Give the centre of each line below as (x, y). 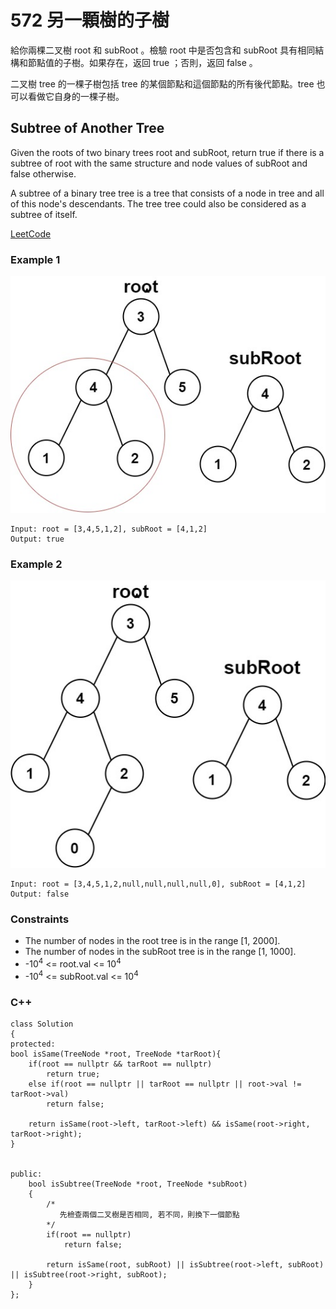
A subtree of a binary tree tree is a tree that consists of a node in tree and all (167, 193)
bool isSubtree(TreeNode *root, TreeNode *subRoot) (138, 1184)
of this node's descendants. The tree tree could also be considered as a (158, 203)
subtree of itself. (44, 214)
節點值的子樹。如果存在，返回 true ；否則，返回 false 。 (142, 62)
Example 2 (36, 564)
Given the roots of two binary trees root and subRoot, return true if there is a (167, 152)
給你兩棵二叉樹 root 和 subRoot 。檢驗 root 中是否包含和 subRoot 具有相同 (163, 50)
